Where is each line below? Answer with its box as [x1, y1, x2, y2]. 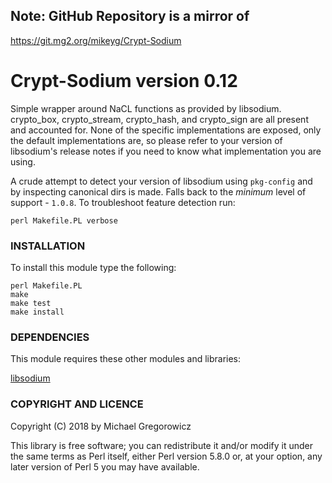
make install [10, 307, 65, 318]
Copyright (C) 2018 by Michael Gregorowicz [10, 420, 192, 432]
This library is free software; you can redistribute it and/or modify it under [10, 439, 314, 451]
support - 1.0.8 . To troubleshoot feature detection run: [10, 196, 236, 208]
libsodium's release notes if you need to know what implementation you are [10, 145, 322, 157]
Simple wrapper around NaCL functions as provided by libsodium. [10, 102, 282, 114]
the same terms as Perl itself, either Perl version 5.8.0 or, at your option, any [10, 450, 323, 462]
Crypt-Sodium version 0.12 [10, 70, 238, 92]
